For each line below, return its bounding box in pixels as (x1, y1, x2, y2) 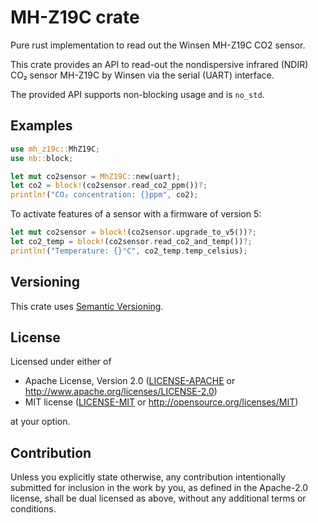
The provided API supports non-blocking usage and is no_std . (10, 88, 265, 100)
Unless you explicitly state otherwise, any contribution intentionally (10, 471, 286, 483)
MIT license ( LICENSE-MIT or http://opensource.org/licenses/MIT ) (24, 396, 299, 408)
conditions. (10, 503, 57, 515)
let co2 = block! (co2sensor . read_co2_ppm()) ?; (10, 181, 208, 191)
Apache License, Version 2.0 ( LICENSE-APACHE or (24, 375, 236, 387)
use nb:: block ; (10, 153, 74, 163)
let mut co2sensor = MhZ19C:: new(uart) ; (10, 171, 182, 181)
